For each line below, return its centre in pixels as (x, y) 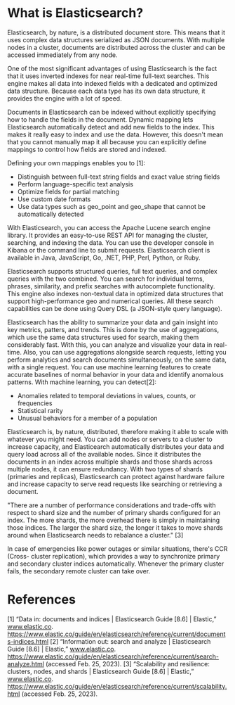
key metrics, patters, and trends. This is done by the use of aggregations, (113, 329)
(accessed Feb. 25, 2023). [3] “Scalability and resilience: (128, 663)
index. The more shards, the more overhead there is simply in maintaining (114, 520)
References (41, 600)
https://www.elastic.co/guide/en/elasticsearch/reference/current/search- (113, 656)
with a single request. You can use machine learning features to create (109, 367)
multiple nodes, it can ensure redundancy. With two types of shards (105, 469)
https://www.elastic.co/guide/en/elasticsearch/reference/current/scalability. (117, 686)
